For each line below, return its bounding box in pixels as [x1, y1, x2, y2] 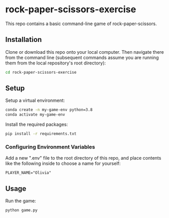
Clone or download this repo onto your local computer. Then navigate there [5, 49, 164, 55]
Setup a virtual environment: [5, 97, 65, 103]
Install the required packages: [5, 121, 68, 127]
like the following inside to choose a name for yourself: [5, 160, 121, 167]
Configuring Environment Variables [5, 143, 95, 150]
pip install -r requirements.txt [5, 132, 77, 137]
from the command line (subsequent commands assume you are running [5, 54, 159, 60]
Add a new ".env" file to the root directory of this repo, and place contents [5, 155, 161, 161]
